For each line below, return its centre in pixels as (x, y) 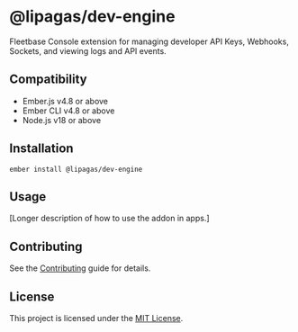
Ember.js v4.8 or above (65, 101)
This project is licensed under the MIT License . (96, 318)
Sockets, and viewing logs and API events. (88, 50)
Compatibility (48, 80)
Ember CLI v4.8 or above (68, 111)
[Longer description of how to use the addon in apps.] (109, 219)
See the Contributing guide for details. (80, 268)
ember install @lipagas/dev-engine (76, 169)
